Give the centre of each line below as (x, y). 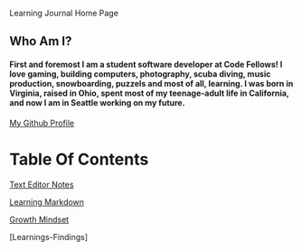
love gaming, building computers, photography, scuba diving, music (140, 74)
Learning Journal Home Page (64, 13)
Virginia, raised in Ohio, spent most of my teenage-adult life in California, (149, 93)
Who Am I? (41, 41)
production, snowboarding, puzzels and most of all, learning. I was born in (151, 83)
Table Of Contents (79, 159)
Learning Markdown (47, 201)
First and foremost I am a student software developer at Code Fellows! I (146, 64)
